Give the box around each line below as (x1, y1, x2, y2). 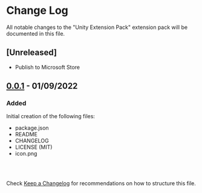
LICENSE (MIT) (15, 144, 53, 151)
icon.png (15, 150, 37, 157)
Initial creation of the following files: (6, 113, 96, 120)
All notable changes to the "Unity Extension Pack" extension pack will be (6, 24, 188, 31)
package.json (15, 124, 50, 131)
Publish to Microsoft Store (15, 63, 80, 71)
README (15, 131, 38, 138)
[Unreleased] (6, 48, 57, 58)
